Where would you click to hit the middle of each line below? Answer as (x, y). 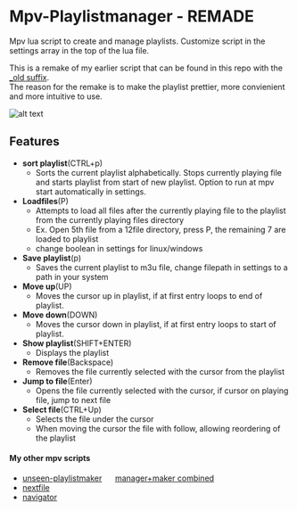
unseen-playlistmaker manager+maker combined (118, 478)
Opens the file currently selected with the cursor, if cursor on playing (162, 391)
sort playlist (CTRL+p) (62, 163)
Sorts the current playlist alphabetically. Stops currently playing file (159, 172)
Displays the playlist (72, 352)
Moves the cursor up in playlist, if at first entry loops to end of (149, 295)
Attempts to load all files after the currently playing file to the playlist (161, 210)
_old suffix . (29, 77)
